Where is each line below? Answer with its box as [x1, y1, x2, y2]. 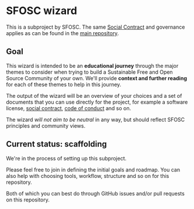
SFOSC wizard [6, 4, 78, 18]
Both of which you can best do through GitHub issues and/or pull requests [6, 190, 185, 197]
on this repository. [6, 196, 50, 203]
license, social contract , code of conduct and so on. [6, 104, 131, 112]
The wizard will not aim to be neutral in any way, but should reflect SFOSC [6, 116, 185, 123]
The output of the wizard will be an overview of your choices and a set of [6, 92, 182, 99]
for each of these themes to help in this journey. [6, 81, 122, 88]
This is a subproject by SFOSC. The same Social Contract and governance [6, 23, 185, 30]
